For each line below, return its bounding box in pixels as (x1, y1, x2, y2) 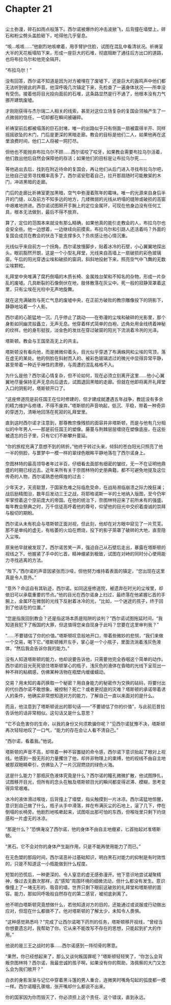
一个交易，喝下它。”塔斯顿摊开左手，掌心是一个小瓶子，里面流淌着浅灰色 (5, 638, 157, 645)
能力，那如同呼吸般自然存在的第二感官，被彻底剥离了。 (14, 890, 130, 897)
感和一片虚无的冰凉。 (5, 815, 50, 821)
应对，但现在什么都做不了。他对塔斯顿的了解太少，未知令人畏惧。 (5, 908, 144, 914)
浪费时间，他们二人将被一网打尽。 (9, 138, 81, 144)
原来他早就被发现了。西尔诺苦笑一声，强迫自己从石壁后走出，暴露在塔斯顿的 (5, 544, 166, 550)
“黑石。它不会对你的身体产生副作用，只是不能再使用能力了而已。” (5, 843, 141, 849)
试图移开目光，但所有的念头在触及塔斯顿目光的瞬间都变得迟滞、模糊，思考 (5, 779, 161, 785)
